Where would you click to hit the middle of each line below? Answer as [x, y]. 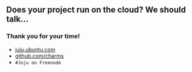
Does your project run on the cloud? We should [96, 10]
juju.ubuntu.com [35, 49]
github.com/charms [39, 56]
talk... [17, 19]
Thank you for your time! [43, 37]
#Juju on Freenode [38, 62]
